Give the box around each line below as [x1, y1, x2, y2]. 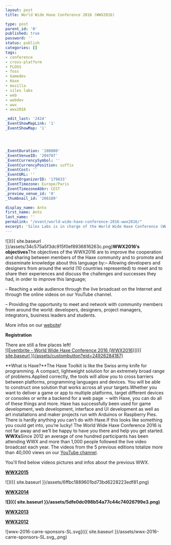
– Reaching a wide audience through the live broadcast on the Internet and [5, 286, 162, 292]
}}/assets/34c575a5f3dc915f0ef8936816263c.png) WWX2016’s [5, 243, 140, 249]
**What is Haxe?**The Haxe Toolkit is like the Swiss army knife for [5, 362, 147, 368]
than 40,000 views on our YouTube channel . [5, 449, 98, 455]
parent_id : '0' [5, 26, 38, 31]
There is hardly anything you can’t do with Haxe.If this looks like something [5, 417, 163, 423]
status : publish [5, 40, 40, 46]
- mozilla [5, 83, 26, 88]
